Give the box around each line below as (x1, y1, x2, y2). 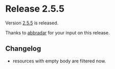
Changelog (5, 44, 41, 53)
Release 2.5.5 (5, 3, 65, 15)
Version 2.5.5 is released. (5, 20, 59, 26)
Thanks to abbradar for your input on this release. (5, 29, 110, 36)
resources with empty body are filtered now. (12, 58, 106, 64)
